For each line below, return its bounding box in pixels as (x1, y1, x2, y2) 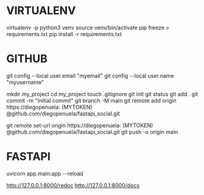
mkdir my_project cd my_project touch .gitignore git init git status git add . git (6, 90, 199, 98)
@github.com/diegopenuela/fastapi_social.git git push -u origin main (6, 128, 178, 135)
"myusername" (6, 78, 44, 86)
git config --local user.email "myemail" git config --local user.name (6, 72, 175, 79)
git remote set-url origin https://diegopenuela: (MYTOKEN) (6, 122, 153, 129)
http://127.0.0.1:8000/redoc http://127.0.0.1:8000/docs (6, 182, 140, 189)
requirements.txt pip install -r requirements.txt (6, 30, 122, 37)
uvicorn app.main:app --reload (6, 169, 83, 177)
